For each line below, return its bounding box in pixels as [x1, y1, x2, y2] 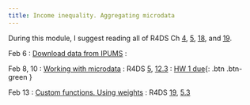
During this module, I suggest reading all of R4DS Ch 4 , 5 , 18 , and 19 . [8, 33, 232, 43]
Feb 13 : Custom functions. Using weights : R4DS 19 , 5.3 [8, 88, 191, 97]
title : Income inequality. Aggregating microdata [8, 11, 176, 20]
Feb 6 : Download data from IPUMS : [8, 48, 127, 58]
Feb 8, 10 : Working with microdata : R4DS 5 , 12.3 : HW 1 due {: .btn [8, 64, 225, 73]
